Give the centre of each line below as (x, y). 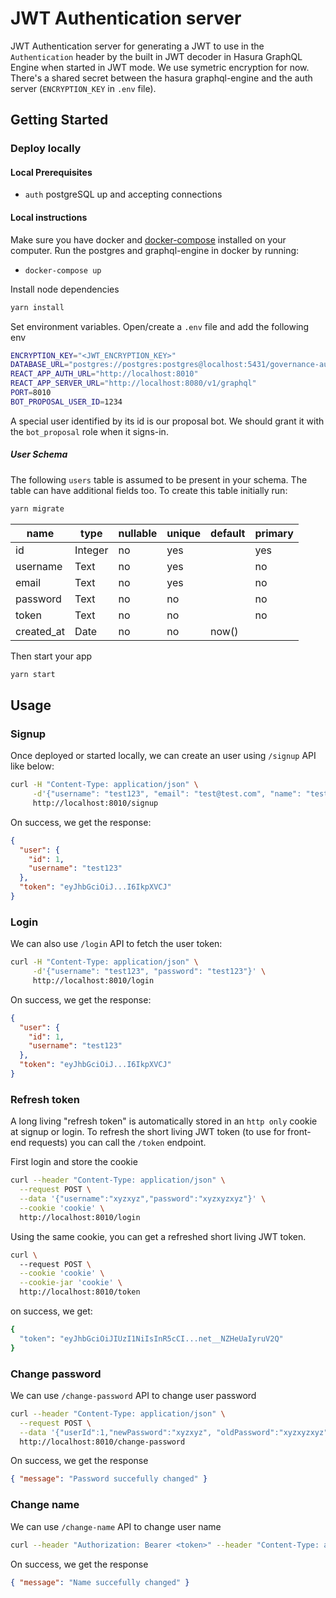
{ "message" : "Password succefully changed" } (109, 1479)
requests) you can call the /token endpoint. (117, 1143)
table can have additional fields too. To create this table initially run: (149, 490)
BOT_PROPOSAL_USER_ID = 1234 (66, 402)
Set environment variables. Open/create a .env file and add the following (160, 326)
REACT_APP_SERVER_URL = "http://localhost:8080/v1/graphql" (133, 383)
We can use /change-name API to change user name (116, 1526)
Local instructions (49, 218)
